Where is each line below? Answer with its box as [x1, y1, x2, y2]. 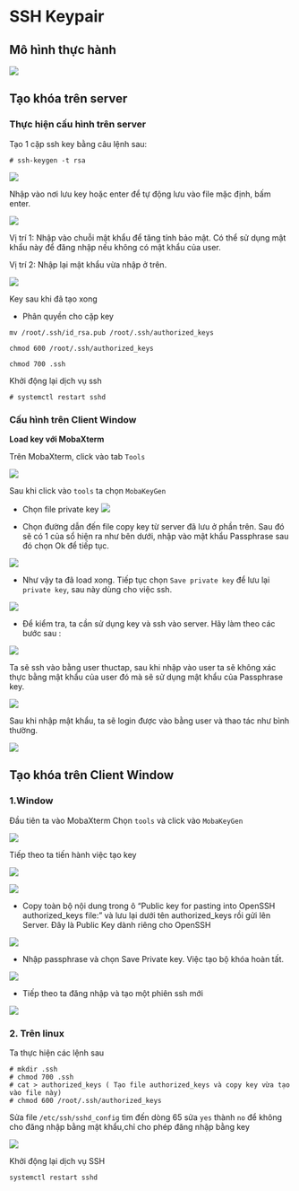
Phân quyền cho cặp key [21, 311, 115, 321]
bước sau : [21, 627, 62, 638]
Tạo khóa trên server [9, 92, 128, 107]
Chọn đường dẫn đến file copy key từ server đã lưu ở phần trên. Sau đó [21, 521, 285, 531]
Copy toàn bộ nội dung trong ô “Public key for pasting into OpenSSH [21, 900, 276, 911]
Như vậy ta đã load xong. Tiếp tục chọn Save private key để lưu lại [21, 574, 270, 585]
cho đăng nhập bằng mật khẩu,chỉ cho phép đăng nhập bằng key [9, 1121, 251, 1132]
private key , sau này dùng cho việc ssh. [21, 583, 173, 594]
